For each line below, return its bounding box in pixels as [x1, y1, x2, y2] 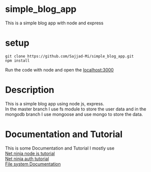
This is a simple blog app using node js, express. [5, 100, 104, 106]
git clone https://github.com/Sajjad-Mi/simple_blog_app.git [5, 54, 134, 59]
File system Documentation [5, 161, 61, 167]
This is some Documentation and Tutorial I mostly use [5, 145, 115, 151]
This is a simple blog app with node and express [5, 20, 104, 26]
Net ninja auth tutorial [5, 156, 50, 162]
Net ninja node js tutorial [5, 150, 55, 156]
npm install [5, 58, 30, 63]
